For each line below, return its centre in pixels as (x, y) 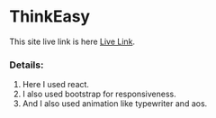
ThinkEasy (50, 17)
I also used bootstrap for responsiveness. (99, 94)
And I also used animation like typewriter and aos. (115, 104)
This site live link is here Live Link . (72, 41)
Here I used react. (56, 85)
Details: (27, 65)
